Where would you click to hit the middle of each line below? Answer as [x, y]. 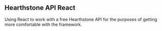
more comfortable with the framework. [43, 24]
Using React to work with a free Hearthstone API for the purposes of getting [81, 19]
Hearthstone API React [40, 8]
